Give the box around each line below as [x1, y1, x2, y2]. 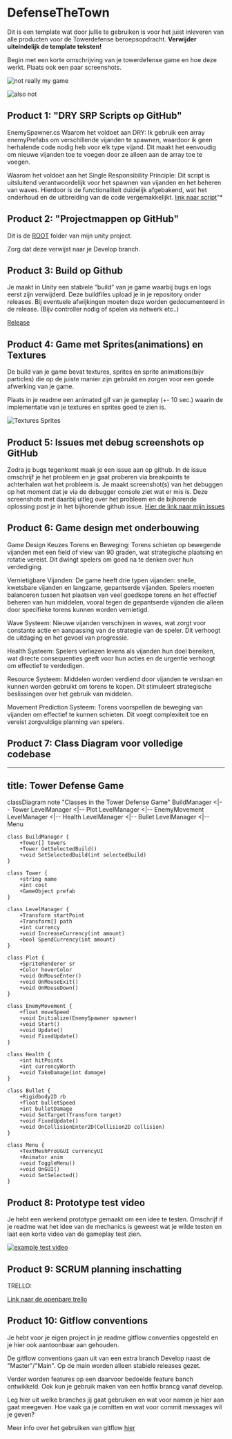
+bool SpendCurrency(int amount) [19, 936, 116, 944]
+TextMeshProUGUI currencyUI [19, 1148, 104, 1155]
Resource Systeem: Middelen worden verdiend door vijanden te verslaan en [7, 675, 223, 683]
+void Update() [19, 1027, 64, 1034]
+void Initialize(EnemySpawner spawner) [19, 1015, 137, 1022]
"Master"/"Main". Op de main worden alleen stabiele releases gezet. [7, 1361, 202, 1369]
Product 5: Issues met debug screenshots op [7, 437, 204, 448]
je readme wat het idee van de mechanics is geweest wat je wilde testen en [7, 1223, 222, 1231]
